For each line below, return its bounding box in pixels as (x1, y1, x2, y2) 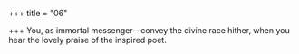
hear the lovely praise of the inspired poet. (8, 35, 167, 45)
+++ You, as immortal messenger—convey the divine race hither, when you (8, 25, 291, 35)
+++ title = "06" (8, 8, 68, 18)
